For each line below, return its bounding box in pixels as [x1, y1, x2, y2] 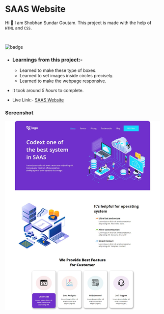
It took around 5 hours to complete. [12, 88, 84, 94]
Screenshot [5, 109, 33, 116]
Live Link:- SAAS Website [12, 97, 64, 103]
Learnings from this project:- [12, 56, 83, 63]
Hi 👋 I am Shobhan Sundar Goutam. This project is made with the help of [5, 20, 152, 26]
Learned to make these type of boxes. [19, 67, 97, 73]
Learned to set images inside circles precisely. [19, 73, 114, 79]
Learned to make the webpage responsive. [19, 78, 107, 84]
